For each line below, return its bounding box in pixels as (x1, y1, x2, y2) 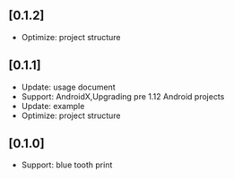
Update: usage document (21, 81, 116, 92)
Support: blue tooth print (21, 159, 113, 170)
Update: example (21, 100, 85, 111)
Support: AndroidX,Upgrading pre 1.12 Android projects (21, 90, 225, 102)
